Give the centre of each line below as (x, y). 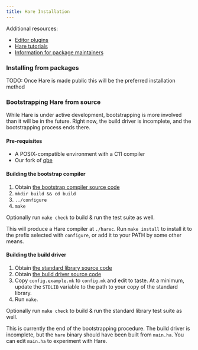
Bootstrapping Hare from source (53, 102)
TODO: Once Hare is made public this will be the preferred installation (91, 80)
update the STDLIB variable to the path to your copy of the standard (96, 286)
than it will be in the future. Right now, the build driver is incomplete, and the (99, 121)
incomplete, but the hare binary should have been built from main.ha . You (95, 335)
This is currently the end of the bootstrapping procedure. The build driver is (98, 328)
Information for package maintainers (59, 52)
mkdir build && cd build (45, 194)
